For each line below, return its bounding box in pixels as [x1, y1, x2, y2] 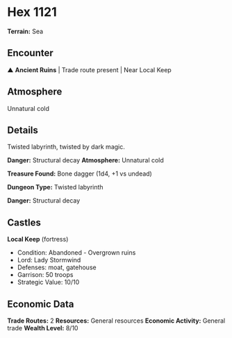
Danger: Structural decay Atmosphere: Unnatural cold [7, 156, 165, 164]
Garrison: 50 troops [17, 271, 74, 279]
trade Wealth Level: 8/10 [7, 324, 78, 332]
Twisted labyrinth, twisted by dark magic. [7, 143, 125, 151]
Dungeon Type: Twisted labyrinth [7, 183, 103, 192]
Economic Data [7, 298, 74, 310]
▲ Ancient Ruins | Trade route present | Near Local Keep [7, 65, 172, 74]
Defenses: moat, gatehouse [17, 263, 97, 271]
